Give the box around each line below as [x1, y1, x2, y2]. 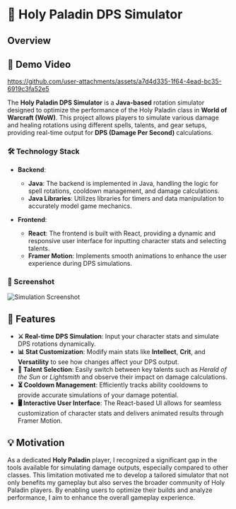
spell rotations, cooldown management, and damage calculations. [28, 187, 220, 195]
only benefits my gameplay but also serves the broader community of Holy [7, 478, 225, 486]
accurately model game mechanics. [28, 201, 132, 210]
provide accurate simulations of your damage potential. [17, 390, 179, 399]
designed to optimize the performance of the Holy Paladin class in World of [7, 106, 228, 115]
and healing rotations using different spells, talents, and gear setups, [7, 121, 207, 129]
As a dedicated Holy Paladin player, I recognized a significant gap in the [7, 455, 218, 464]
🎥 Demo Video [7, 58, 71, 70]
